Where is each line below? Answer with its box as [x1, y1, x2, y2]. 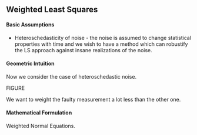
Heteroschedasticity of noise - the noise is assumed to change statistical [14, 34, 192, 41]
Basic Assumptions [6, 21, 55, 28]
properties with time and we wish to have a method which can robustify [14, 41, 188, 48]
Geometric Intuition [6, 60, 55, 67]
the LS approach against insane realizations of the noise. [14, 46, 153, 53]
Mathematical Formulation [6, 109, 72, 116]
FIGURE [6, 85, 25, 92]
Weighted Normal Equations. [6, 123, 75, 129]
